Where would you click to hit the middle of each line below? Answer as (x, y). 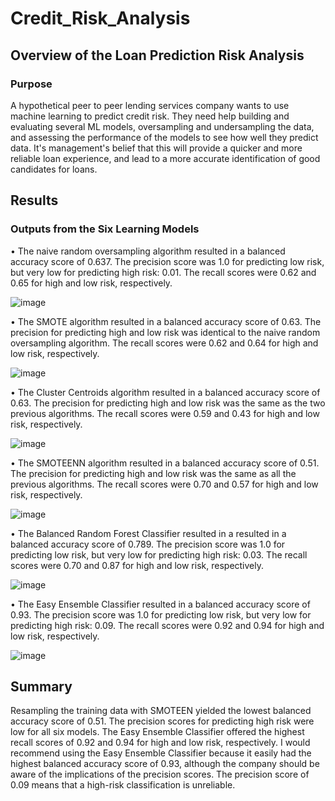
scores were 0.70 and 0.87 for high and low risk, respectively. (137, 565)
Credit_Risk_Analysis (100, 18)
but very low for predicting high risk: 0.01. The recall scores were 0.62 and (163, 272)
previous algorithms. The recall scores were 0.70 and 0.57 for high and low (164, 484)
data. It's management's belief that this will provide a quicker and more (156, 148)
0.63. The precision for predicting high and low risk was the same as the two (168, 403)
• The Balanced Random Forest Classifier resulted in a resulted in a (148, 533)
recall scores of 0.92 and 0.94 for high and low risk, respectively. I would (160, 743)
